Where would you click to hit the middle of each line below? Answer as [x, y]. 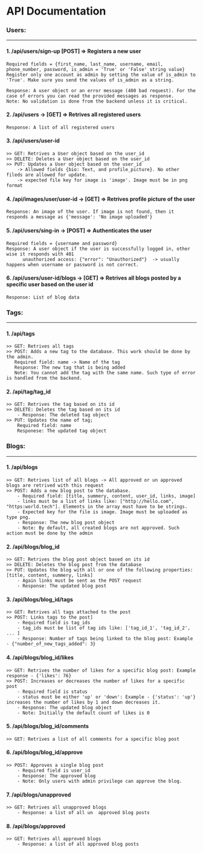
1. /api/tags [21, 333]
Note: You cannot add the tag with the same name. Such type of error [105, 373]
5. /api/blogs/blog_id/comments [48, 726]
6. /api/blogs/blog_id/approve [45, 752]
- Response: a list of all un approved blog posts [83, 813]
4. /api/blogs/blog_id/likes [40, 657]
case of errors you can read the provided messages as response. [90, 96]
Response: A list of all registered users [60, 127]
